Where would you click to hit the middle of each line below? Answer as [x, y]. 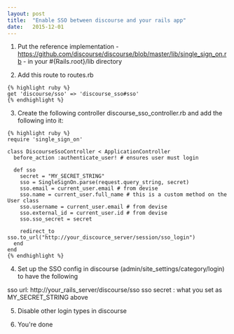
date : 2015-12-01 [36, 27]
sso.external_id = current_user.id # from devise [94, 213]
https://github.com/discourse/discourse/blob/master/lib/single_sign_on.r [122, 54]
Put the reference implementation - [68, 47]
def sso [25, 170]
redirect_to [37, 232]
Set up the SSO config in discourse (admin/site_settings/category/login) [121, 269]
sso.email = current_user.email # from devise [89, 189]
